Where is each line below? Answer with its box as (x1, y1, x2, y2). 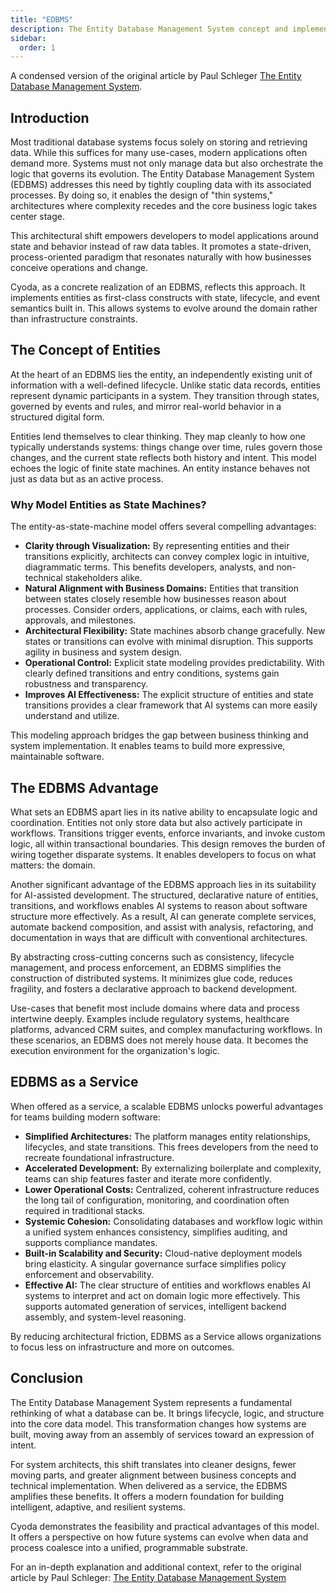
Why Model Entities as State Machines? (10, 497, 207, 511)
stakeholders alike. (64, 572, 143, 584)
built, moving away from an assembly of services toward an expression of (10, 1428, 315, 1440)
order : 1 (19, 42, 56, 53)
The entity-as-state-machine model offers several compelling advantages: (10, 521, 317, 533)
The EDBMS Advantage (10, 779, 159, 796)
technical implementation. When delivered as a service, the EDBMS (10, 1479, 288, 1491)
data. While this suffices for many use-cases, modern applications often (10, 147, 308, 159)
